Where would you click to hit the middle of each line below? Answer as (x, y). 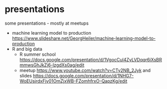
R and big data (27, 49)
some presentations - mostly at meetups (47, 23)
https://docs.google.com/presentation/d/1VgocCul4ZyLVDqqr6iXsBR (91, 59)
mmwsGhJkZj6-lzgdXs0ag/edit (52, 65)
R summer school (37, 54)
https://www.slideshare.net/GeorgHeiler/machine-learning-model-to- (84, 38)
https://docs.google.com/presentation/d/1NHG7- (83, 75)
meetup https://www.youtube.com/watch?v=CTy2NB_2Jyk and (85, 70)
